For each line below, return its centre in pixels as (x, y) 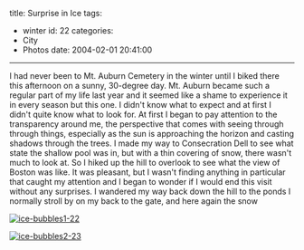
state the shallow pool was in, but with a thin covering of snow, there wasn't (151, 153)
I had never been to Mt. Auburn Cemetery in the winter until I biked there (145, 76)
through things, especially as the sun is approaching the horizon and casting (152, 134)
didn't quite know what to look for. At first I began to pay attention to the (143, 114)
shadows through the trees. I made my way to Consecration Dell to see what (152, 143)
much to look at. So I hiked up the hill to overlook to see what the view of (145, 163)
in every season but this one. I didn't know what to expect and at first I (140, 105)
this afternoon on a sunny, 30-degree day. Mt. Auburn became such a (139, 86)
